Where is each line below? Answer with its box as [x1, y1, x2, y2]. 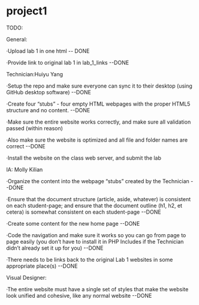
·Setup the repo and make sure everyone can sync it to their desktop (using [6, 82, 193, 89]
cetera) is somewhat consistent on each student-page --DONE [6, 208, 161, 216]
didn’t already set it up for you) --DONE [6, 244, 104, 252]
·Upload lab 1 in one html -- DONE [6, 47, 90, 55]
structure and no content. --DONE [6, 106, 91, 113]
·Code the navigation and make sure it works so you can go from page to [6, 231, 186, 238]
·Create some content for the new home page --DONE [6, 220, 140, 227]
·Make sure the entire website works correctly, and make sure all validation [6, 118, 191, 125]
